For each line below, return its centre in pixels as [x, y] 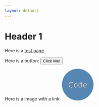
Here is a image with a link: [33, 98]
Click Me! [52, 61]
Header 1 [23, 36]
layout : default [22, 11]
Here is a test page [24, 50]
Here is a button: [22, 60]
